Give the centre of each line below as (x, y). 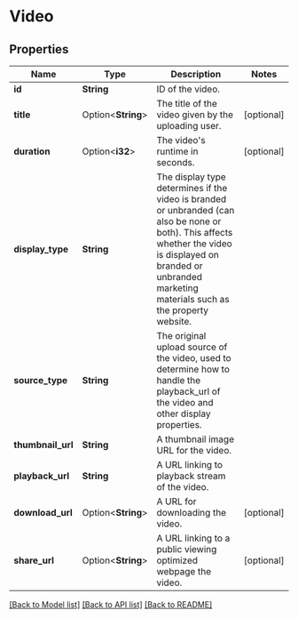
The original (181, 336)
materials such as (193, 299)
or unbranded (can (196, 210)
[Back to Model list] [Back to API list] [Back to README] (111, 605)
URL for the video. (194, 450)
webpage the (184, 571)
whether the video (194, 244)
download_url (43, 513)
